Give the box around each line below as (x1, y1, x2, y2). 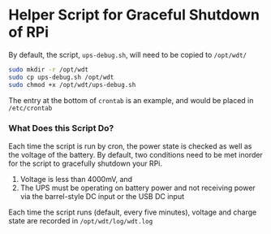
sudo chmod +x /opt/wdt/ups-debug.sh (8, 80, 136, 89)
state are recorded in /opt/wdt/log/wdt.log (8, 215, 153, 225)
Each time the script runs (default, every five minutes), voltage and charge (8, 207, 257, 217)
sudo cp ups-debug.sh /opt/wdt (8, 73, 114, 81)
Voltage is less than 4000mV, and (19, 174, 132, 184)
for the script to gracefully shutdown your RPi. (8, 158, 162, 168)
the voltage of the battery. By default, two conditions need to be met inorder (8, 149, 264, 159)
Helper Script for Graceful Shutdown (8, 6, 260, 24)
